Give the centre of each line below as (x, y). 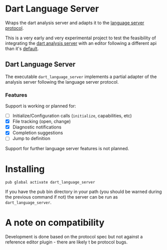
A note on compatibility (55, 223)
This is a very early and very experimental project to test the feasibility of (81, 38)
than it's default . (22, 48)
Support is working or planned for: (41, 106)
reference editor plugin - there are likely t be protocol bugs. (66, 242)
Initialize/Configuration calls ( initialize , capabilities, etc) (72, 116)
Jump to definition (31, 139)
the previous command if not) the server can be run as (61, 197)
